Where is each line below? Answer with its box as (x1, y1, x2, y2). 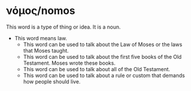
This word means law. (14, 34, 67, 41)
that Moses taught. (23, 47, 69, 54)
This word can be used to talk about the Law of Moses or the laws (23, 41, 183, 48)
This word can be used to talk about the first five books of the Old (23, 53, 182, 60)
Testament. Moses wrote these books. (23, 60, 116, 66)
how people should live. (23, 78, 81, 85)
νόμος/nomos (6, 4, 75, 17)
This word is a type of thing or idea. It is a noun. (6, 23, 121, 30)
